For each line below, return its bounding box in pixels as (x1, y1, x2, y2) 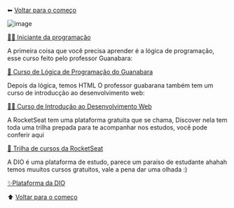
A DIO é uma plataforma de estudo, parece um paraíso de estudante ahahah (7, 158, 228, 166)
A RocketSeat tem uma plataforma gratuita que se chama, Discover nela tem (7, 116, 228, 124)
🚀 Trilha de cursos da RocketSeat (7, 144, 104, 153)
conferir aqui (7, 131, 44, 139)
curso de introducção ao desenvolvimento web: (7, 89, 145, 97)
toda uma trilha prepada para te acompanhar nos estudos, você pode (7, 123, 208, 132)
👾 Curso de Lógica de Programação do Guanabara (7, 68, 153, 76)
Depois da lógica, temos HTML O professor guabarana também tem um (7, 81, 214, 90)
